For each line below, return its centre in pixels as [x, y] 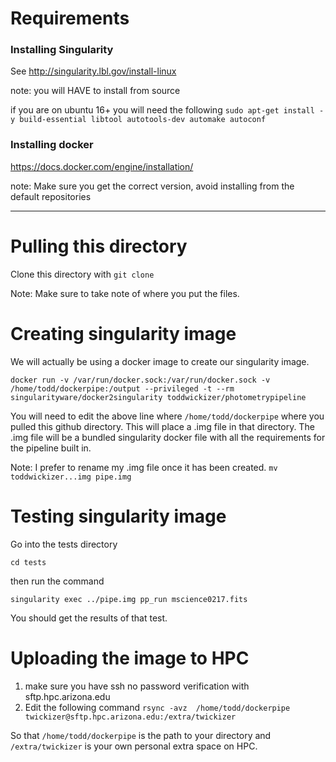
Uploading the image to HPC [130, 658]
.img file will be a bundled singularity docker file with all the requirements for [168, 437]
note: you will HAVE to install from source [95, 91]
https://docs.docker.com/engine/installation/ [102, 166]
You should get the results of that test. [89, 618]
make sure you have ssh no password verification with [137, 686]
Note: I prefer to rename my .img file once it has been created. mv [144, 467]
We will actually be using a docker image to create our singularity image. [160, 361]
